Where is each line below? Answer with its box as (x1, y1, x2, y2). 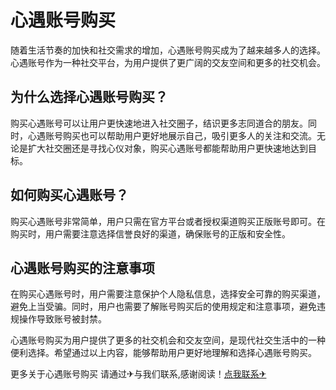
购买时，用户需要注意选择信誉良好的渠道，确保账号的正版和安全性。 (10, 227, 291, 240)
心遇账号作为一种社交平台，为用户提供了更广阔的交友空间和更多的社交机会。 (10, 56, 326, 68)
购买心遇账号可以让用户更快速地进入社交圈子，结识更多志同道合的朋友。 (10, 117, 308, 129)
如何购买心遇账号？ (10, 187, 129, 204)
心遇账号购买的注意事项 (10, 259, 155, 276)
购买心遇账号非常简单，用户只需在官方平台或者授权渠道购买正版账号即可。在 (10, 215, 326, 227)
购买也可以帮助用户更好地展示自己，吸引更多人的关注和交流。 (62, 129, 317, 141)
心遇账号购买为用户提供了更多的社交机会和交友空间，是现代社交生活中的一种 (10, 334, 326, 346)
